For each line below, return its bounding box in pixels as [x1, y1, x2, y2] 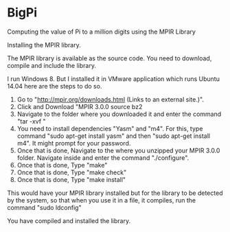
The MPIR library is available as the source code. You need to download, [7, 54, 212, 62]
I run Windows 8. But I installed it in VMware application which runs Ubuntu [7, 74, 220, 83]
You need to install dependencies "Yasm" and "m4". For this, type [16, 124, 203, 132]
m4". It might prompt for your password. [16, 139, 131, 147]
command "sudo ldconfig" [7, 203, 82, 211]
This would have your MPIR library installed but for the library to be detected [7, 189, 223, 197]
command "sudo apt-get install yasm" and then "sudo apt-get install [16, 132, 211, 140]
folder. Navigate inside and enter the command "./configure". [16, 153, 189, 162]
